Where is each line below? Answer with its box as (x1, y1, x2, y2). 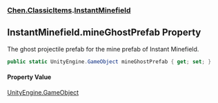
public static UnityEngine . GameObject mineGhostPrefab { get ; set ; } (7, 58, 212, 65)
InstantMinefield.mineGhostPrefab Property (7, 27, 201, 38)
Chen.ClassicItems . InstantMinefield (7, 5, 131, 15)
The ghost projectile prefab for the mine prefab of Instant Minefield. (7, 45, 199, 53)
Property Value (7, 73, 52, 81)
